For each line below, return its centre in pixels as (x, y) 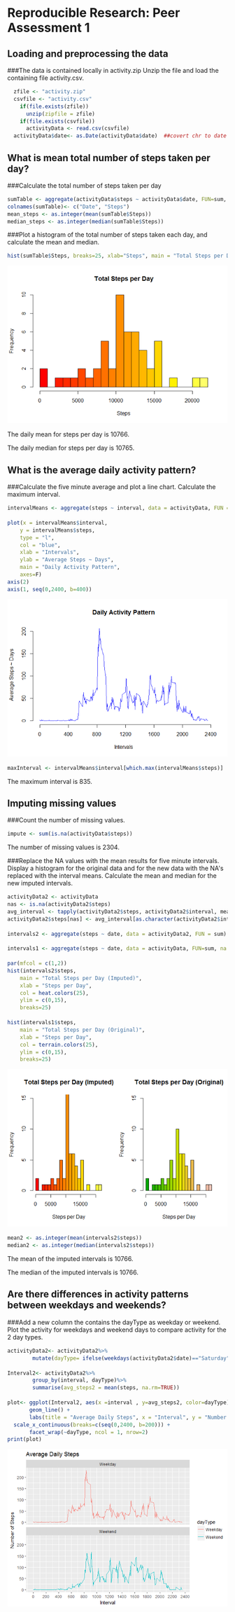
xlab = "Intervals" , (50, 552)
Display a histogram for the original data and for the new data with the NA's (115, 868)
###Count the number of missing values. (66, 820)
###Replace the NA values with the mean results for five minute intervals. (113, 861)
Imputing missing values (62, 803)
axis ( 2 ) (19, 582)
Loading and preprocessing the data (88, 54)
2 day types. (25, 1337)
